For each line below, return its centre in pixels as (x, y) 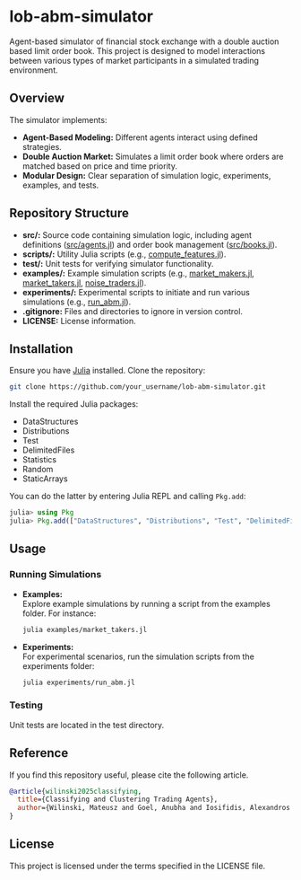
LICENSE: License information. (79, 321)
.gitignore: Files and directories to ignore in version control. (133, 311)
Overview (37, 98)
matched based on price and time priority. (99, 166)
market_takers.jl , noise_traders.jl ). (84, 282)
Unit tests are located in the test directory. (87, 725)
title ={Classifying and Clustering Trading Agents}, (118, 800)
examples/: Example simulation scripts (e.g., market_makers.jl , (138, 273)
